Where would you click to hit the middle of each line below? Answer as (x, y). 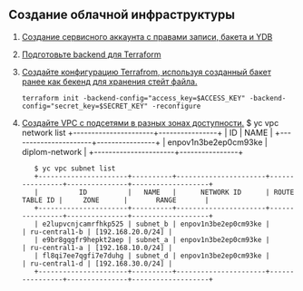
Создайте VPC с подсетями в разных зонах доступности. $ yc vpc (150, 122)
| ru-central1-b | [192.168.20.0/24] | (97, 232)
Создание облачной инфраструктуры (122, 15)
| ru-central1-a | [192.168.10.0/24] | (97, 247)
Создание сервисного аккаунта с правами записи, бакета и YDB (147, 36)
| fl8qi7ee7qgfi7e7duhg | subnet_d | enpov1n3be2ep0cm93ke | (152, 256)
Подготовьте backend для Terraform (91, 54)
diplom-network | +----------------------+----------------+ (132, 151)
